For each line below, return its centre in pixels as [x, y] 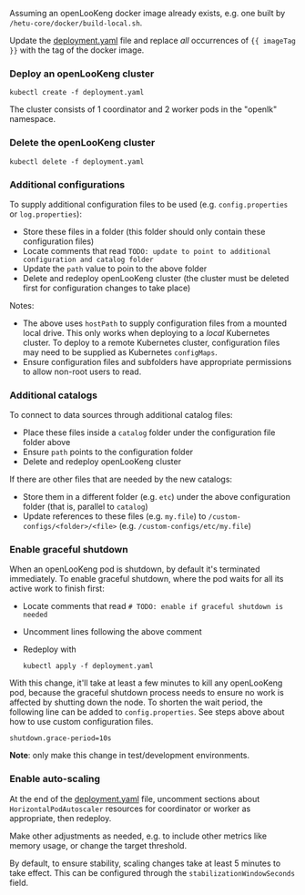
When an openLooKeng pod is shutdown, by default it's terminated [135, 569]
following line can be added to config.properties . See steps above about [147, 712]
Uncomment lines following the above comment [112, 632]
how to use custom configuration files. [81, 722]
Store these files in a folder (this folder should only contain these [144, 231]
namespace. [33, 119]
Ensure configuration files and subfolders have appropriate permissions [157, 361]
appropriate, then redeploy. [61, 818]
